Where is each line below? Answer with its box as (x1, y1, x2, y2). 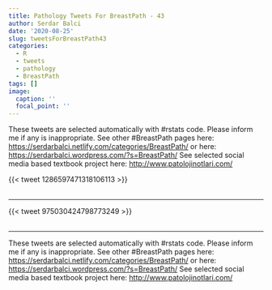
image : (8, 87, 31, 96)
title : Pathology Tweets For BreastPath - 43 (8, 11, 164, 20)
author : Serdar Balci (8, 19, 82, 28)
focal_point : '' (15, 102, 70, 110)
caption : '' (15, 95, 57, 103)
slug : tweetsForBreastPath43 (8, 34, 107, 43)
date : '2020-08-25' (8, 27, 74, 35)
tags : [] (8, 79, 38, 87)
